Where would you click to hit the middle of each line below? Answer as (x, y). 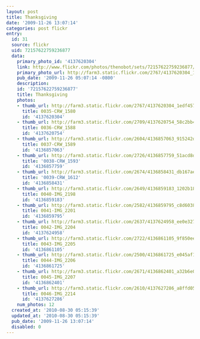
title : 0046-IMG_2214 (49, 294)
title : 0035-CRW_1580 (49, 111)
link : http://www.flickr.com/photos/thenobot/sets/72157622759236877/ (106, 67)
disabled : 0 (26, 327)
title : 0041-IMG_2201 (49, 211)
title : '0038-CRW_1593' (51, 161)
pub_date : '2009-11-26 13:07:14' (53, 321)
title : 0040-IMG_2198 (49, 194)
